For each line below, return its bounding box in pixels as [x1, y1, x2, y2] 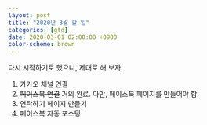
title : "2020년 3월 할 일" [8, 19, 90, 27]
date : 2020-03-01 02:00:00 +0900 [8, 33, 118, 41]
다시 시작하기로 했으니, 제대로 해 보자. [8, 63, 123, 73]
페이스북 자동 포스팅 [19, 109, 81, 118]
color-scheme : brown [8, 41, 76, 48]
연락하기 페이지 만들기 [19, 99, 88, 109]
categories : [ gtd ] [8, 26, 68, 34]
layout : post [8, 11, 51, 20]
